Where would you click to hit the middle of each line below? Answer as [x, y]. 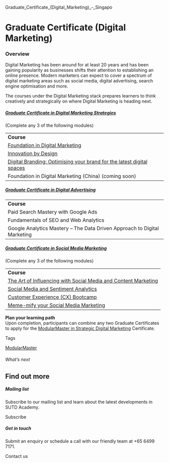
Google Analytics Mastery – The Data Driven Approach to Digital [83, 228]
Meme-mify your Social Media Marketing [57, 305]
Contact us [17, 456]
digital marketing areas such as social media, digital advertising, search [79, 81]
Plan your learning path [30, 318]
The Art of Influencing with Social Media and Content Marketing [83, 281]
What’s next [18, 359]
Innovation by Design [33, 154]
